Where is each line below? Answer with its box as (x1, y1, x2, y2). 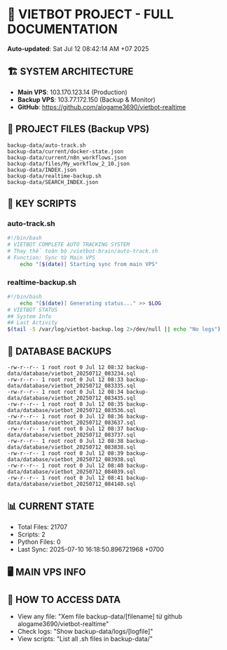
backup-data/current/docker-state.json (7, 147, 124, 155)
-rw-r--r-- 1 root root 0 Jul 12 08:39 (7, 449, 124, 457)
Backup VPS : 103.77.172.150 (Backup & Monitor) (17, 95, 156, 104)
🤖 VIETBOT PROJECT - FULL (7, 6, 174, 22)
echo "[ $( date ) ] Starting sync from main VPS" (20, 260, 158, 267)
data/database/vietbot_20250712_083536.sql (7, 406, 137, 413)
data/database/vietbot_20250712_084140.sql (7, 480, 137, 487)
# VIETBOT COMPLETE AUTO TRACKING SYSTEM (7, 241, 130, 248)
